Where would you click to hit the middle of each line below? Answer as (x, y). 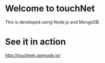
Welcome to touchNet (50, 9)
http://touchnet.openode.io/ (33, 55)
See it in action (35, 42)
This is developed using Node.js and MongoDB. (53, 22)
